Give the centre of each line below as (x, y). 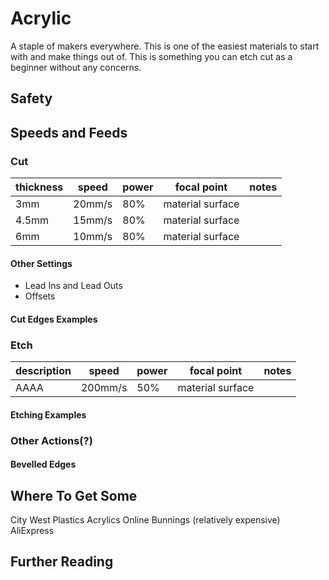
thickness (39, 187)
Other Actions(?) (51, 440)
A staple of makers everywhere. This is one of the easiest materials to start (165, 46)
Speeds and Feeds (69, 132)
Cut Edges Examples (54, 319)
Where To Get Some (74, 495)
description (43, 371)
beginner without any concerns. (76, 67)
